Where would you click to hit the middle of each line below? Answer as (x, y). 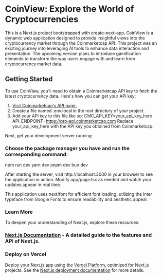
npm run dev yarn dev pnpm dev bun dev (46, 165)
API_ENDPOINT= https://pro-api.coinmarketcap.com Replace (73, 121)
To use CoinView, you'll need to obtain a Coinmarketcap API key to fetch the (81, 91)
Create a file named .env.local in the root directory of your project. (78, 111)
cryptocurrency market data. (34, 64)
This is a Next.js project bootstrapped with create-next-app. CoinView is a (79, 33)
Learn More (19, 212)
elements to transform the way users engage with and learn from (70, 58)
